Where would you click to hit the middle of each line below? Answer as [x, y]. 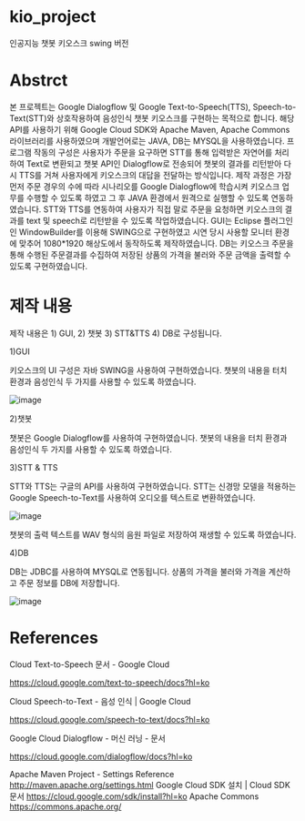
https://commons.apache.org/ [66, 806]
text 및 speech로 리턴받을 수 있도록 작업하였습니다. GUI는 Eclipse [144, 220]
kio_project [53, 17]
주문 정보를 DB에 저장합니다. [69, 583]
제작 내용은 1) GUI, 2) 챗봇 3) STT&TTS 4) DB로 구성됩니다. [116, 333]
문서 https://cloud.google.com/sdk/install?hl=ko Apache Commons [134, 796]
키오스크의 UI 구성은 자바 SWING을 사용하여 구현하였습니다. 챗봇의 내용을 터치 [148, 370]
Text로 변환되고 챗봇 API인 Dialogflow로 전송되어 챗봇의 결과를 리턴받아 [154, 163]
